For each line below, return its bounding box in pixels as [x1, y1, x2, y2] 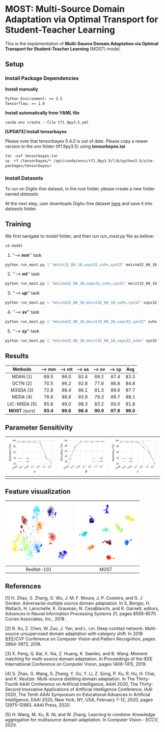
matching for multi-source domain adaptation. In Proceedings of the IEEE [5, 656, 153, 662]
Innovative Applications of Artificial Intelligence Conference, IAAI [22, 686, 153, 692]
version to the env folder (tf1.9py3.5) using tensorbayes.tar [5, 143, 126, 149]
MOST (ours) [8, 407, 36, 414]
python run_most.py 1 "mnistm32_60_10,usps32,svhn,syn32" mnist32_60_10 [5, 281, 157, 286]
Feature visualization [5, 487, 71, 495]
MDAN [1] [11, 373, 33, 379]
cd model [5, 243, 23, 248]
